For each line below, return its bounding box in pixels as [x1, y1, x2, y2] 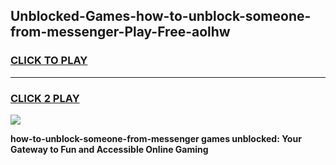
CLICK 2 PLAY [10, 91, 80, 105]
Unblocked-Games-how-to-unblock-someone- [10, 8, 312, 25]
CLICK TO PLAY [10, 54, 88, 68]
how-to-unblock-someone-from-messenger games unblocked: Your [10, 132, 302, 144]
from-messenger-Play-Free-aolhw [10, 24, 231, 41]
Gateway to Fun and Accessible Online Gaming [10, 143, 209, 155]
